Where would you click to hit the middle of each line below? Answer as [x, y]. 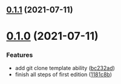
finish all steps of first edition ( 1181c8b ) [64, 74]
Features [20, 55]
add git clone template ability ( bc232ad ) [65, 68]
